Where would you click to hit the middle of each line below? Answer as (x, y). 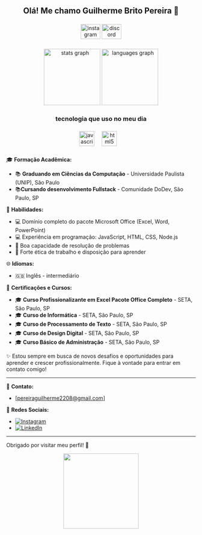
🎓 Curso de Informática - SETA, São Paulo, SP (74, 315)
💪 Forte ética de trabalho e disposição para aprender (80, 252)
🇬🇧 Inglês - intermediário (47, 276)
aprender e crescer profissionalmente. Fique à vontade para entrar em (93, 363)
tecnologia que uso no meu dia (101, 119)
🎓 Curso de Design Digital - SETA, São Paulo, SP (77, 333)
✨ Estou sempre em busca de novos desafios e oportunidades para (90, 356)
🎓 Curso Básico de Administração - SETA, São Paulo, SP (87, 342)
